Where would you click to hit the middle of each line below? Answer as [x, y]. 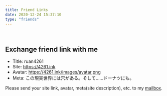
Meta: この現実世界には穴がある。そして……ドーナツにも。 [73, 78]
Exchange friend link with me [52, 49]
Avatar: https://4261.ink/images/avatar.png [57, 72]
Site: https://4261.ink [34, 67]
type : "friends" [22, 19]
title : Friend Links [27, 10]
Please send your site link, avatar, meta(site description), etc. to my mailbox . [84, 88]
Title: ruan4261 [28, 61]
